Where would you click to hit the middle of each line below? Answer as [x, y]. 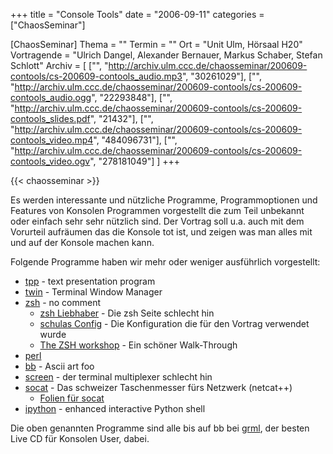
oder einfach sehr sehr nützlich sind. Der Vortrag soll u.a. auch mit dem [157, 221]
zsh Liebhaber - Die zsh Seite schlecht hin [127, 313]
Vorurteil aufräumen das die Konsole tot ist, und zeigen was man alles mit [161, 232]
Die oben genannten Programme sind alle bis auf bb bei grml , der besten [160, 428]
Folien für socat [72, 398]
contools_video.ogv [50, 161]
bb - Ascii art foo [59, 366]
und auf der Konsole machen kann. [82, 242]
